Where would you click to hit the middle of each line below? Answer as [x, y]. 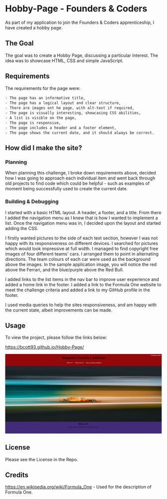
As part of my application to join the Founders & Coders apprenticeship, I [80, 22]
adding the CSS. [22, 228]
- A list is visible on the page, [41, 118]
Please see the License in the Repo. [42, 459]
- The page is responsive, [33, 123]
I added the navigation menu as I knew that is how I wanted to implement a [82, 218]
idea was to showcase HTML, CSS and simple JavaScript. [64, 61]
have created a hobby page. [34, 27]
